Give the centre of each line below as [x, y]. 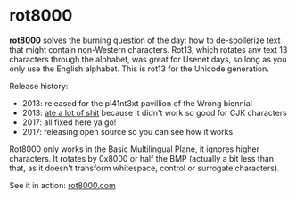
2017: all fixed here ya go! [69, 122]
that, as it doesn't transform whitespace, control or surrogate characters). [144, 168]
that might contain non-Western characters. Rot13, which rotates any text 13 [148, 49]
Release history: [39, 86]
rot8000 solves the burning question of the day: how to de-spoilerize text [145, 40]
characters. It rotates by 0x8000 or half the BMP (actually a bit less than [142, 158]
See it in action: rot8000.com [62, 185]
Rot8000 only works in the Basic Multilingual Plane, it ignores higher [135, 149]
